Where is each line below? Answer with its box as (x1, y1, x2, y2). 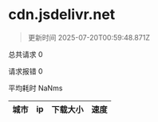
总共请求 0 (8, 49, 43, 59)
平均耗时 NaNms (8, 83, 63, 93)
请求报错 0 (8, 66, 43, 76)
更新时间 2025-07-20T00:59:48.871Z (27, 32, 150, 42)
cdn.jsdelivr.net (8, 6, 116, 24)
